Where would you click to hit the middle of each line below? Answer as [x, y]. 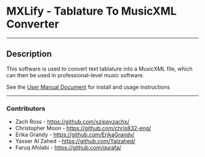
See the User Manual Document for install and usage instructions [88, 87]
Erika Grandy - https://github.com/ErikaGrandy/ [75, 134]
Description [29, 54]
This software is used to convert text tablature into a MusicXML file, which [99, 69]
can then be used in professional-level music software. [75, 75]
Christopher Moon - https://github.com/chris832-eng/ [83, 128]
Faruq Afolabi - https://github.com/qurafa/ [68, 148]
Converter [33, 24]
